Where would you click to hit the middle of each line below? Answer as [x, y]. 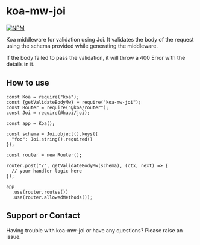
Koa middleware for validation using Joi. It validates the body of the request [100, 39]
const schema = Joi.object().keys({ [52, 134]
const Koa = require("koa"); [43, 97]
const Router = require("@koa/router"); [58, 107]
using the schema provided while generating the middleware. [82, 46]
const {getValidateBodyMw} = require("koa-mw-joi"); [74, 102]
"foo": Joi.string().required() [52, 139]
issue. [14, 237]
